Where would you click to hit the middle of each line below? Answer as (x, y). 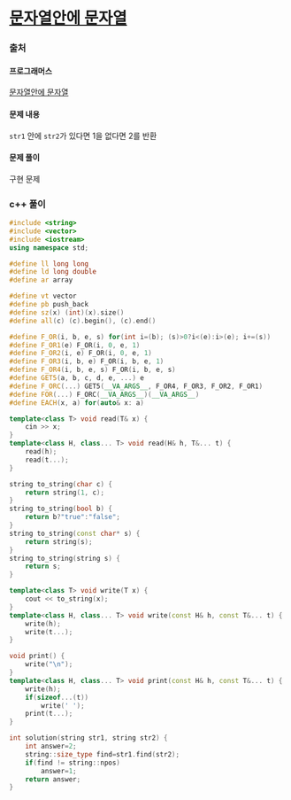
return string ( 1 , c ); (65, 493)
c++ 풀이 (27, 204)
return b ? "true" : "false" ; (73, 517)
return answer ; (53, 779)
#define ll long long (49, 264)
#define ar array (41, 280)
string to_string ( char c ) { (61, 484)
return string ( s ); (59, 541)
